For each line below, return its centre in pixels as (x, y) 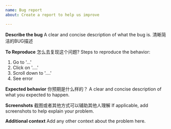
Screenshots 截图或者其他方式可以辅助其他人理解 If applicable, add (77, 105)
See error (23, 78)
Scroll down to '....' (32, 73)
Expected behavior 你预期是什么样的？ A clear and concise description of (83, 89)
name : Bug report (24, 10)
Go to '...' (22, 62)
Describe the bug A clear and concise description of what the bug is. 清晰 (83, 34)
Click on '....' (26, 68)
